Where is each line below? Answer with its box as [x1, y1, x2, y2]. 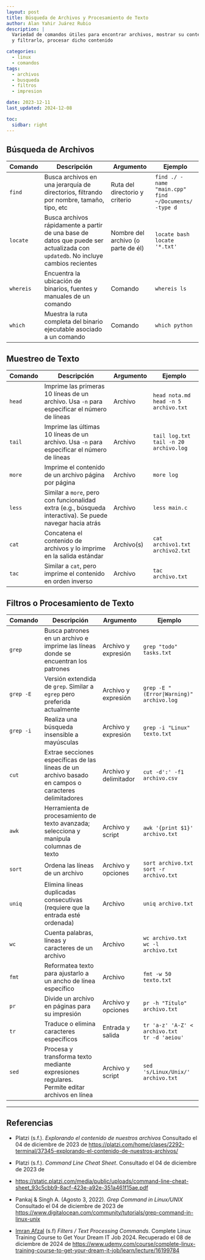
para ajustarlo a [44, 969, 89, 977]
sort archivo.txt [143, 859, 193, 867]
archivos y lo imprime [44, 544, 106, 553]
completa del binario [44, 318, 103, 326]
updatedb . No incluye [44, 252, 104, 260]
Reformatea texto [44, 961, 94, 970]
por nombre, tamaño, [44, 196, 105, 204]
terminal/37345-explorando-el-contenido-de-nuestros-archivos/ [15, 1147, 178, 1154]
